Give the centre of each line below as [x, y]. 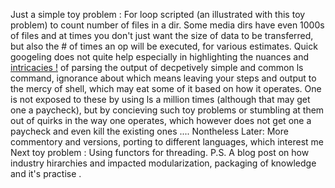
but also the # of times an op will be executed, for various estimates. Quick [164, 46]
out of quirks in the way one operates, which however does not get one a [161, 120]
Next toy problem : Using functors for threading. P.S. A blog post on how [160, 152]
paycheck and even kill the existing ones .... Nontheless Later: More [149, 131]
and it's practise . [46, 173]
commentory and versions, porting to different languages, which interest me [167, 142]
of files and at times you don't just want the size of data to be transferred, [162, 35]
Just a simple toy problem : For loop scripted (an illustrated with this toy [158, 14]
